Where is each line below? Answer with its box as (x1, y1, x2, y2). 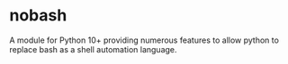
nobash (9, 5, 67, 26)
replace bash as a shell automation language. (9, 44, 177, 54)
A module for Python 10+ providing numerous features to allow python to (9, 35, 279, 45)
